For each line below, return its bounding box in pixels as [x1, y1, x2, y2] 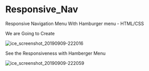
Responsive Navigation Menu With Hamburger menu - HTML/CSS [5, 20, 144, 27]
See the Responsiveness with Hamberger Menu [5, 50, 106, 56]
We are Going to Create [5, 30, 55, 36]
